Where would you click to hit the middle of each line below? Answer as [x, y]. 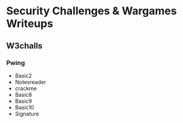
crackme [26, 88]
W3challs [25, 46]
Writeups [30, 24]
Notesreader [30, 82]
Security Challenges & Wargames [91, 11]
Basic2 [23, 75]
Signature [27, 113]
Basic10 [24, 107]
